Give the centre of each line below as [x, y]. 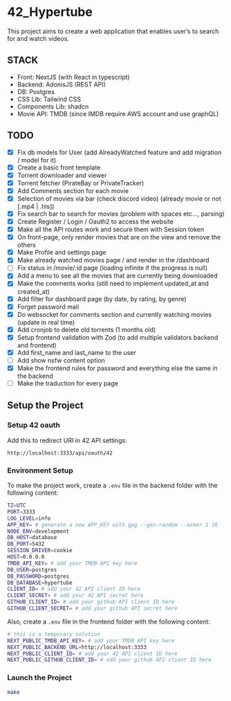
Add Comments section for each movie [73, 190]
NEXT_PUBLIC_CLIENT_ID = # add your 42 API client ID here [92, 654]
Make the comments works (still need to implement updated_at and [113, 284]
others [26, 245]
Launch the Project [40, 677]
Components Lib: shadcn [53, 106]
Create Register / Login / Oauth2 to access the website [95, 221]
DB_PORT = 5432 [26, 544]
